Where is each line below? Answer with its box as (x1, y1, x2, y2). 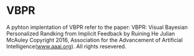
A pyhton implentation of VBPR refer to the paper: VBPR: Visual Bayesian (6, 23, 188, 31)
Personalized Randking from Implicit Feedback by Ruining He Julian (6, 30, 175, 37)
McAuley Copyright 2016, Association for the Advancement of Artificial (6, 36, 183, 43)
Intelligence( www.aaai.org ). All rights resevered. (6, 43, 127, 50)
